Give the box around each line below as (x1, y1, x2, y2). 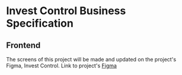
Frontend (6, 40, 41, 50)
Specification (6, 17, 74, 30)
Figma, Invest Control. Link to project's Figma (6, 62, 117, 69)
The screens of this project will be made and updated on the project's (6, 56, 177, 63)
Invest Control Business (6, 4, 126, 18)
